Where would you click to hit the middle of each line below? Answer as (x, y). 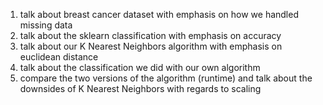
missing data (46, 25)
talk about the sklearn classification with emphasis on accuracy (150, 35)
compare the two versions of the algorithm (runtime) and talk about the (166, 78)
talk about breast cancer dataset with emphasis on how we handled (159, 14)
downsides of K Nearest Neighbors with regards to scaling (140, 88)
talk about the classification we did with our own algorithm (140, 67)
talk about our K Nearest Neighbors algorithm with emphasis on (151, 46)
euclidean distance (59, 57)
